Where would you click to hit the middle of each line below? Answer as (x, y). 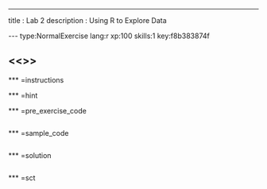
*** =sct (22, 177)
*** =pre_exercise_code (48, 110)
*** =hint (23, 95)
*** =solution (30, 155)
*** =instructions (36, 79)
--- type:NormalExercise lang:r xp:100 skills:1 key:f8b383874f (109, 36)
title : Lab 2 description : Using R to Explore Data (87, 20)
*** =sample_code (39, 133)
